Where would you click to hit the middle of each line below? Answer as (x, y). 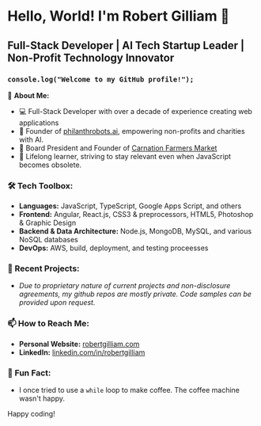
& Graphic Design (47, 223)
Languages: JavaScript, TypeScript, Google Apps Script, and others (130, 206)
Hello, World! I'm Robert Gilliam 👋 (119, 16)
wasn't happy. (42, 398)
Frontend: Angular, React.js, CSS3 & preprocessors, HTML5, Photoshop (136, 215)
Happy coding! (32, 414)
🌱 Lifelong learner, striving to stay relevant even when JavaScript (125, 156)
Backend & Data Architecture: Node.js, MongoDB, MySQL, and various (135, 231)
